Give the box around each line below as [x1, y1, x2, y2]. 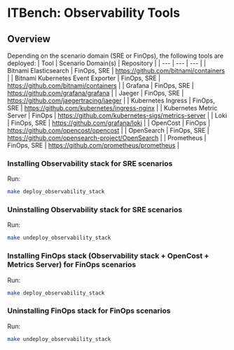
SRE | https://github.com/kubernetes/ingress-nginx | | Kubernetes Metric [7, 104, 218, 112]
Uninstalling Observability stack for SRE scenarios [7, 205, 183, 215]
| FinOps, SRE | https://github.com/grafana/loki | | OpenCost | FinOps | [7, 119, 210, 127]
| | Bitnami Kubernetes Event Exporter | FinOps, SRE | [7, 74, 161, 82]
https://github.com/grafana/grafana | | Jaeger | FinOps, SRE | [7, 89, 184, 97]
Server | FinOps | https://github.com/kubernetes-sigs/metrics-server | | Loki [7, 111, 228, 119]
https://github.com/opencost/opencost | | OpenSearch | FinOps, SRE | [7, 127, 209, 134]
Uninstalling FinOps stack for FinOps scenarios [7, 306, 171, 316]
